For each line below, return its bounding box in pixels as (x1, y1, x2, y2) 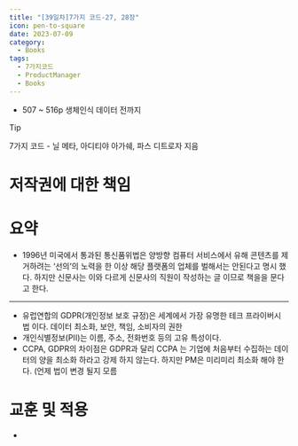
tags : (9, 54, 29, 63)
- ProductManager (17, 71, 82, 80)
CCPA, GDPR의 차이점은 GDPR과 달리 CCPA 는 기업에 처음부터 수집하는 (21, 343, 272, 354)
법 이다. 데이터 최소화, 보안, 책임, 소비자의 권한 (21, 321, 184, 332)
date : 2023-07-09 (9, 29, 74, 38)
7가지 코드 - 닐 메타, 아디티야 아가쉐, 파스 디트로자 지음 (9, 140, 200, 151)
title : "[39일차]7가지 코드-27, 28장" (9, 12, 140, 22)
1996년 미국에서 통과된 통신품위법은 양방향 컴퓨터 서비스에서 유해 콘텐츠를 (21, 249, 279, 260)
